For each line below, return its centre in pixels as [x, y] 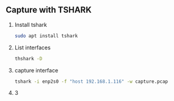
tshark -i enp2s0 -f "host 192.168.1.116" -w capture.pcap [91, 82]
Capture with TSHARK [49, 10]
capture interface [36, 70]
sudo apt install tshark [46, 36]
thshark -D [28, 58]
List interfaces [33, 47]
